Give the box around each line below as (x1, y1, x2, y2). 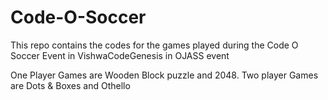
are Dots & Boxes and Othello (10, 79, 131, 91)
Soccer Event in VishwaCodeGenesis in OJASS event (10, 49, 230, 61)
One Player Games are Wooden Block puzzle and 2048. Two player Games (10, 69, 319, 81)
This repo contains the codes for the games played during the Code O (10, 39, 299, 51)
